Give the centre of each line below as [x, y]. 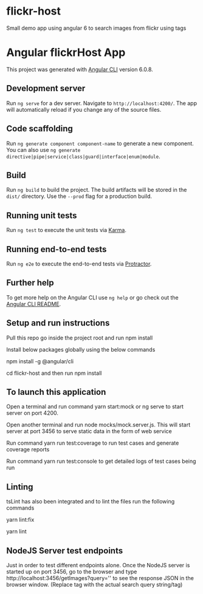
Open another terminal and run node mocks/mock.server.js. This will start [98, 425]
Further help [30, 283]
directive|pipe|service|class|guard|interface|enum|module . [83, 156]
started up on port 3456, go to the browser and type [72, 572]
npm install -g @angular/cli [40, 361]
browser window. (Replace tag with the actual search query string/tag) [95, 585]
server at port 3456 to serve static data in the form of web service [89, 431]
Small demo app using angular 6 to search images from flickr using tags [96, 28]
